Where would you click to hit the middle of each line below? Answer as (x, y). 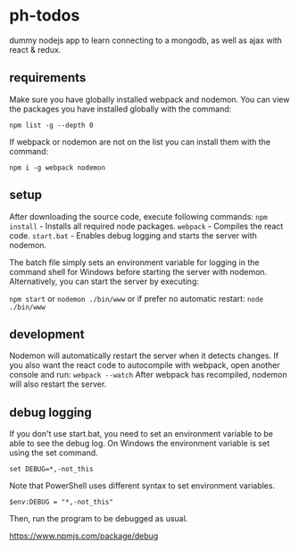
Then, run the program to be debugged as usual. (99, 519)
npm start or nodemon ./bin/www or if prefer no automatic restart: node (137, 298)
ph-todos (45, 16)
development (47, 334)
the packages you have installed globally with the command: (120, 109)
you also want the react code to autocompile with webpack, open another (145, 365)
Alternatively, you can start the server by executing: (104, 281)
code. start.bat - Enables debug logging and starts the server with (133, 235)
